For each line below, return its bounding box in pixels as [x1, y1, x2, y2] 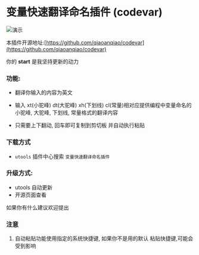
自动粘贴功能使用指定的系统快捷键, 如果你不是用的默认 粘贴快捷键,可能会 [14, 235, 194, 242]
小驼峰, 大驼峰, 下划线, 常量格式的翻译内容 [14, 109, 118, 116]
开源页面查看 [14, 191, 46, 198]
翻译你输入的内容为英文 [14, 89, 73, 96]
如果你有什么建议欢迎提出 [6, 204, 69, 211]
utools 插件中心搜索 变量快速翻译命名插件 [14, 153, 110, 160]
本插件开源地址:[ [6, 39, 46, 46]
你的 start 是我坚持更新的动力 [6, 58, 79, 65]
